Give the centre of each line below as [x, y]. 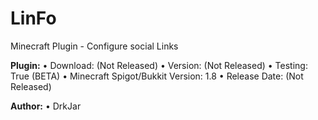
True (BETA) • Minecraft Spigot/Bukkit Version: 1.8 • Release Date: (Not [157, 76]
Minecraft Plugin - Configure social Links [94, 46]
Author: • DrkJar [46, 106]
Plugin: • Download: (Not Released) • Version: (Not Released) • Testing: [159, 65]
